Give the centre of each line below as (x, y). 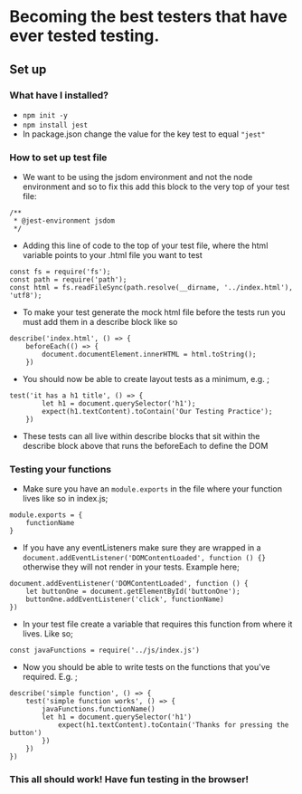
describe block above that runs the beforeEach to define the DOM (145, 446)
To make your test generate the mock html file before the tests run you (154, 312)
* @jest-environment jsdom (64, 221)
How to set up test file (58, 158)
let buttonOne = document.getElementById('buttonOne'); (133, 592)
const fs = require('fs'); (60, 272)
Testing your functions (60, 470)
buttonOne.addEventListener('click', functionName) (125, 599)
